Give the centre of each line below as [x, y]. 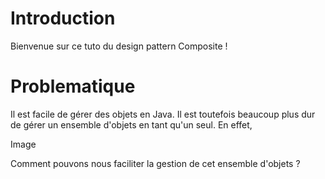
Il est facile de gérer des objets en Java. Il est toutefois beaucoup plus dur [163, 114]
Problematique [73, 86]
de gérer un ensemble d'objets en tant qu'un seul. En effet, [131, 124]
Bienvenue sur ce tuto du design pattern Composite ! [119, 46]
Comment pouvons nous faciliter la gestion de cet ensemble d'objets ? [155, 163]
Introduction [63, 18]
